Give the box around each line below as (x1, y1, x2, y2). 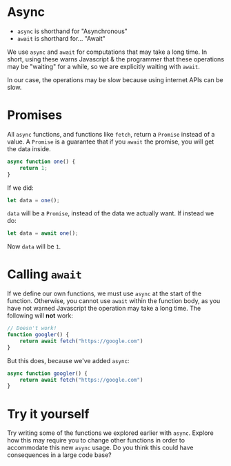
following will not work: (7, 311, 74, 320)
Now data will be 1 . (7, 242, 61, 251)
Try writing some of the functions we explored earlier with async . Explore (7, 429, 214, 437)
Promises (7, 108, 63, 123)
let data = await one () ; (7, 230, 79, 237)
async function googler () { (7, 370, 88, 377)
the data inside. (7, 144, 52, 153)
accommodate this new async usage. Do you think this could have (7, 443, 194, 452)
